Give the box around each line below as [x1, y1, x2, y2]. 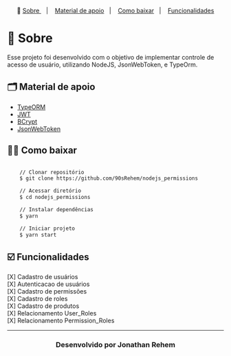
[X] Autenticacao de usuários [7, 280, 90, 288]
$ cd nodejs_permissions [19, 194, 91, 201]
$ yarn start [19, 231, 57, 238]
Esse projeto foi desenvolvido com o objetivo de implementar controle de [7, 53, 214, 61]
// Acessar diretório [19, 187, 81, 195]
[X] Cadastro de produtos [7, 302, 80, 310]
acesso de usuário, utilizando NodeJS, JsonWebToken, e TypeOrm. [7, 60, 198, 69]
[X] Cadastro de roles [7, 295, 68, 303]
